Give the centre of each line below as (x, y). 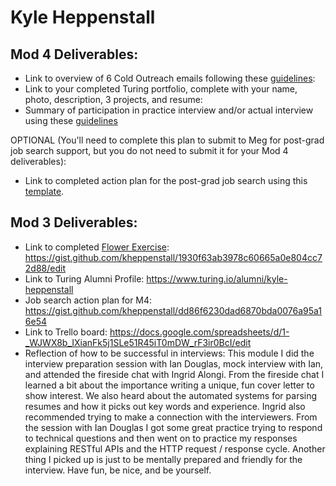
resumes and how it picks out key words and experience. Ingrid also (165, 406)
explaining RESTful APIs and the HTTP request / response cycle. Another (175, 448)
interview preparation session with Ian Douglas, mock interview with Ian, (174, 363)
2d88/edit (45, 268)
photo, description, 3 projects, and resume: (113, 99)
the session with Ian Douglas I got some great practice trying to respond (173, 427)
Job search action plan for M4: (88, 300)
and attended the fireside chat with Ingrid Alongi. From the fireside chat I (174, 374)
